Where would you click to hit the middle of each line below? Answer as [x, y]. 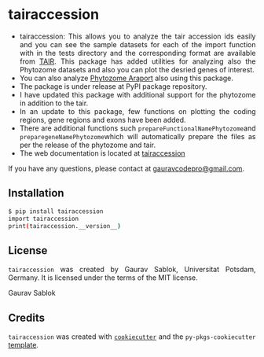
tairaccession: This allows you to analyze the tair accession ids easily [137, 36]
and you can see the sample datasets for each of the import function [137, 44]
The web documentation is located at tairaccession [103, 153]
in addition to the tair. [54, 103]
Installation [36, 193]
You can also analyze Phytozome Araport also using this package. [126, 78]
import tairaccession [44, 219]
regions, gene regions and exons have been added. [103, 120]
